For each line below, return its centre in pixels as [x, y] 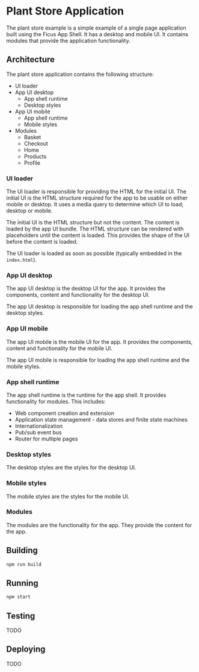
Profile [32, 163]
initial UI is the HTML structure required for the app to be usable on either [97, 198]
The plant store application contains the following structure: [80, 74]
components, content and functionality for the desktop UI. [78, 295]
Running [23, 583]
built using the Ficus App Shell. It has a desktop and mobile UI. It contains [97, 34]
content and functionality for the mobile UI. [60, 348]
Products [35, 156]
